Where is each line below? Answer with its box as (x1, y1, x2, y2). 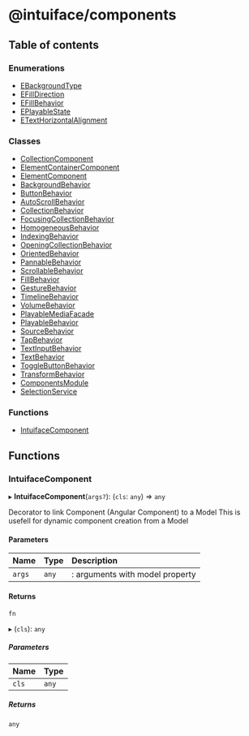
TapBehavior (19, 335, 63, 345)
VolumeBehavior (19, 300, 75, 310)
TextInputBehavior (19, 343, 82, 354)
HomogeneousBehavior (19, 223, 100, 233)
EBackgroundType (19, 80, 83, 90)
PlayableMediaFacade (19, 309, 95, 319)
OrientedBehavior (19, 249, 79, 259)
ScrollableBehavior (19, 266, 84, 276)
